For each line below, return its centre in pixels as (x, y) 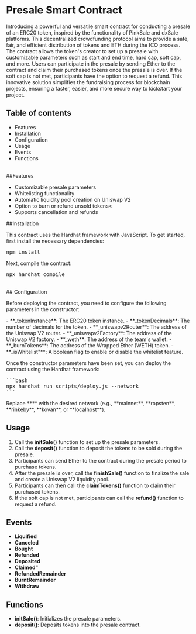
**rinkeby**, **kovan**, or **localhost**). (56, 409)
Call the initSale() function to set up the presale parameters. (87, 442)
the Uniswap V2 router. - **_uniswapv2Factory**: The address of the (89, 333)
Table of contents (39, 113)
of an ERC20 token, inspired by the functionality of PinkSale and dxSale (92, 32)
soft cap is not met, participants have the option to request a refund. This (94, 76)
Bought (24, 549)
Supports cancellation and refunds (56, 212)
